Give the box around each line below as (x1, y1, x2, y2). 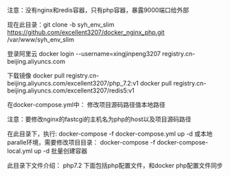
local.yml (7, 147, 33, 155)
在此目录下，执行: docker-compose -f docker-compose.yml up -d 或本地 (7, 129, 213, 138)
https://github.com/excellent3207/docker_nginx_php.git (7, 28, 165, 36)
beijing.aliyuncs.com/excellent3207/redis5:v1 (7, 86, 135, 95)
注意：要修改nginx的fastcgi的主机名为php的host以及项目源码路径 (7, 115, 192, 123)
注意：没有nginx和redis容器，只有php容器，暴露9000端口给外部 (7, 6, 189, 14)
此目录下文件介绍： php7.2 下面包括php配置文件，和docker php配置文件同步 (7, 162, 223, 169)
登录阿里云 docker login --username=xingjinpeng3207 (7, 50, 161, 58)
